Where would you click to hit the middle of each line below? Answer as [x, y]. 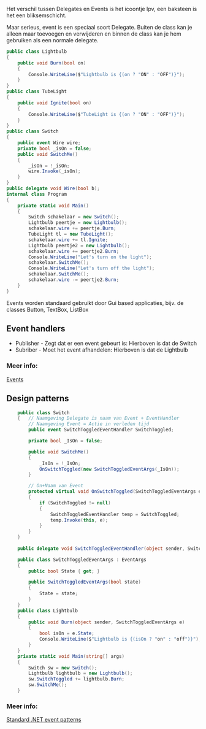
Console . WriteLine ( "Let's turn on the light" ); [90, 257]
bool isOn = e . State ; [67, 634]
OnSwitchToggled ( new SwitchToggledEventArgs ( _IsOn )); [109, 469]
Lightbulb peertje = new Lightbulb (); [78, 223]
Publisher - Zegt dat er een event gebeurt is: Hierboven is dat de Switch [106, 344]
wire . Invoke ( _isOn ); [55, 171]
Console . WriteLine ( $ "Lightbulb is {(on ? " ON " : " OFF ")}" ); [107, 74]
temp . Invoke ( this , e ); [79, 520]
